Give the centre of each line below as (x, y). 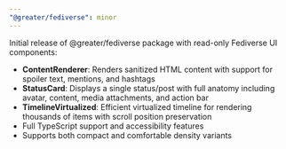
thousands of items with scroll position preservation (117, 116)
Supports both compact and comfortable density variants (127, 135)
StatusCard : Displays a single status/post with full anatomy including (148, 88)
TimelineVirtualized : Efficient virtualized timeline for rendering (137, 106)
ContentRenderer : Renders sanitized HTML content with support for (147, 69)
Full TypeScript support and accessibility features (113, 126)
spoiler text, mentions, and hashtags (88, 78)
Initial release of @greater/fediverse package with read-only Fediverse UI (143, 43)
